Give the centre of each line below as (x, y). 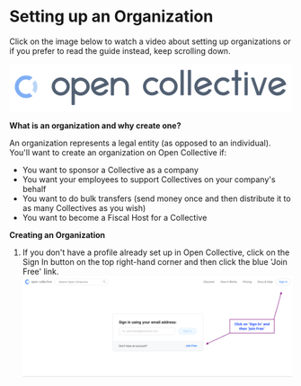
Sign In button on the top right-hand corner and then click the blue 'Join (155, 261)
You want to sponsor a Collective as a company (111, 170)
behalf (34, 189)
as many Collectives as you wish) (84, 207)
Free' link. (40, 271)
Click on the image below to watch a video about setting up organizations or (150, 41)
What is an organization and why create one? (95, 125)
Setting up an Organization (111, 17)
